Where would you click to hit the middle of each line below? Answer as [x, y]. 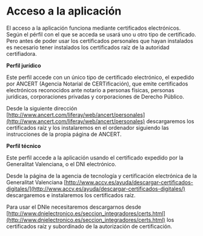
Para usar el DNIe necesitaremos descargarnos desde [74, 207]
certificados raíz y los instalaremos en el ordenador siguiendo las [88, 127]
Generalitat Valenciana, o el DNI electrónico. [61, 164]
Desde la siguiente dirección [42, 108]
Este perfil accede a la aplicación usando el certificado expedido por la [95, 157]
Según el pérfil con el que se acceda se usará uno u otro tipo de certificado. [101, 34]
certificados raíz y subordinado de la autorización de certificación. [89, 226]
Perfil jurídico [24, 66]
